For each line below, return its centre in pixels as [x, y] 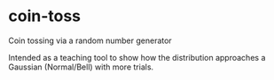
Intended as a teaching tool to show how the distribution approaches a [137, 57]
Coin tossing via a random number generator [90, 40]
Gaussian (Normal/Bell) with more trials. [81, 67]
